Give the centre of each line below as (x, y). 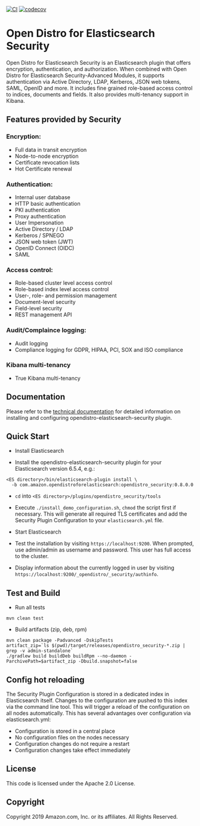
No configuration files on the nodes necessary (72, 737)
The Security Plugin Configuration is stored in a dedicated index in (88, 694)
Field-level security (39, 309)
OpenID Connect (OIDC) (44, 248)
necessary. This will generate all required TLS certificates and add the (101, 514)
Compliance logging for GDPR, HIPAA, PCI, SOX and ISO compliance (99, 349)
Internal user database (42, 197)
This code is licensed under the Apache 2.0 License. (71, 783)
